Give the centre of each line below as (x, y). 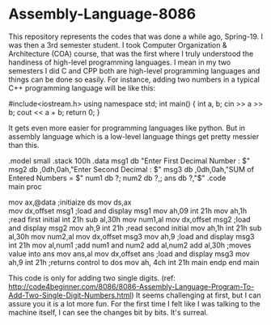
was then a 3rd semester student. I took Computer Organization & (118, 44)
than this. (24, 145)
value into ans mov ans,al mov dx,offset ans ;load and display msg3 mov (129, 253)
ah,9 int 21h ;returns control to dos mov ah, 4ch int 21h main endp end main (134, 262)
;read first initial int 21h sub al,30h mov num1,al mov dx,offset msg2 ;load (129, 219)
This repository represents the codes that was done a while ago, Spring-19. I (135, 36)
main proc (25, 186)
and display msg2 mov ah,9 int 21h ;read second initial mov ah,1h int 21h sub (135, 228)
